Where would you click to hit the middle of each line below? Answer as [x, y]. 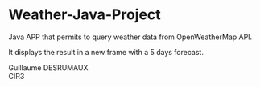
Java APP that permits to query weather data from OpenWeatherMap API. [130, 37]
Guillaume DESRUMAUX [48, 67]
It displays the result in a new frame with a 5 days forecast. [106, 52]
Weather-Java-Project [85, 15]
